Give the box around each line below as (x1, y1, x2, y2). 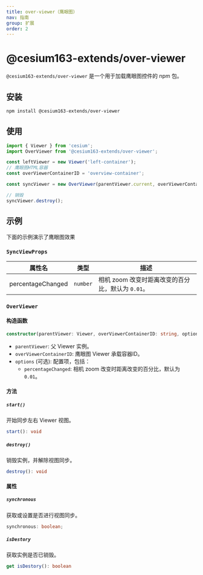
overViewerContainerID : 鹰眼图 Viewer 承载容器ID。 (14, 350, 143, 357)
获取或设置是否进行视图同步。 (6, 511, 80, 519)
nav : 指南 (6, 14, 29, 21)
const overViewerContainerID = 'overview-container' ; (6, 170, 145, 177)
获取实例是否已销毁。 (6, 551, 59, 559)
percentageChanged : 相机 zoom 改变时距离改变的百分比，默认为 (24, 365, 180, 372)
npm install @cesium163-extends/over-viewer (6, 108, 120, 114)
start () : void (6, 429, 42, 435)
